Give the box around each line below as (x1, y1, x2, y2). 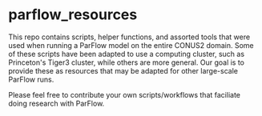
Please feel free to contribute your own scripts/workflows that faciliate (8, 90, 240, 99)
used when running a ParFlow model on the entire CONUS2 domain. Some (8, 40, 254, 50)
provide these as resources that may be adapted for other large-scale (8, 66, 239, 75)
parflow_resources (8, 6, 138, 24)
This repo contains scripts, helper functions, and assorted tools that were (8, 32, 251, 42)
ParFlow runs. (8, 74, 54, 84)
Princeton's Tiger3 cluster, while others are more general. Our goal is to (8, 58, 245, 67)
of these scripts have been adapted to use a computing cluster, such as (8, 49, 245, 58)
